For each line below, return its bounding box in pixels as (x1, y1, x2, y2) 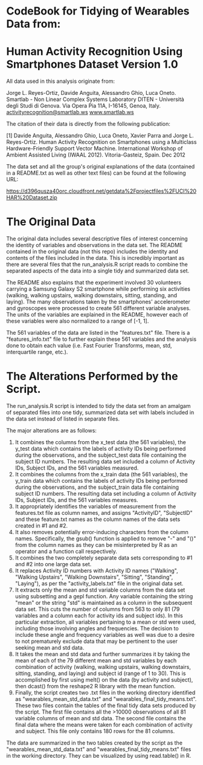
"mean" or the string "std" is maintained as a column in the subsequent (14, 599, 193, 606)
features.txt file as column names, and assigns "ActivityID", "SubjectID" (14, 509, 193, 516)
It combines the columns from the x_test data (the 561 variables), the (14, 439, 186, 445)
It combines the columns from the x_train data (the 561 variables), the (14, 471, 188, 478)
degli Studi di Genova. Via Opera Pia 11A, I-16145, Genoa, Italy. (6, 102, 161, 109)
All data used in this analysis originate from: (6, 77, 115, 85)
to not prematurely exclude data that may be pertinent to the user (14, 637, 178, 645)
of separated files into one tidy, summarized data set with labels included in (6, 409, 195, 416)
